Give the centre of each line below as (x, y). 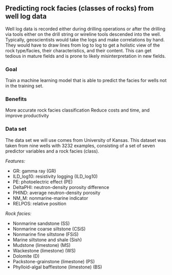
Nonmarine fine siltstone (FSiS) (46, 234)
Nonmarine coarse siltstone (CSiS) (49, 229)
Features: (15, 161)
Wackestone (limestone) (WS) (44, 250)
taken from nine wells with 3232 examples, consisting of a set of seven (80, 145)
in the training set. (24, 86)
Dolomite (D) (26, 256)
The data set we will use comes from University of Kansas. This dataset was (86, 140)
